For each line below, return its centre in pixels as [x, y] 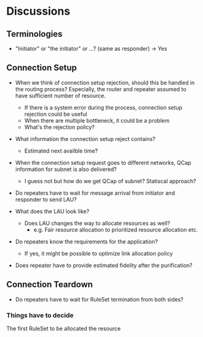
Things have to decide [40, 315]
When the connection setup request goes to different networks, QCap [103, 162]
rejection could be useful [56, 114]
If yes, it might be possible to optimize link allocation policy [98, 253]
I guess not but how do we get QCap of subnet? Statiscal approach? [110, 181]
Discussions [38, 11]
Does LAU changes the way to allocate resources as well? [97, 223]
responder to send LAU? [46, 199]
